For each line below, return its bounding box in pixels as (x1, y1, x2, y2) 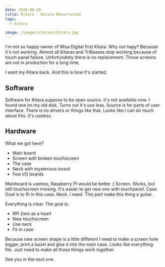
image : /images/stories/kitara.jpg (5, 30, 79, 35)
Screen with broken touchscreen (12, 155, 79, 161)
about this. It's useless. (5, 112, 53, 118)
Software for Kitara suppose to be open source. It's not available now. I (5, 96, 150, 102)
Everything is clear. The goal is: (5, 201, 69, 207)
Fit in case (12, 226, 34, 232)
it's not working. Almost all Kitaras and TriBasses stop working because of (5, 49, 157, 55)
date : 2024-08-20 (5, 7, 41, 12)
